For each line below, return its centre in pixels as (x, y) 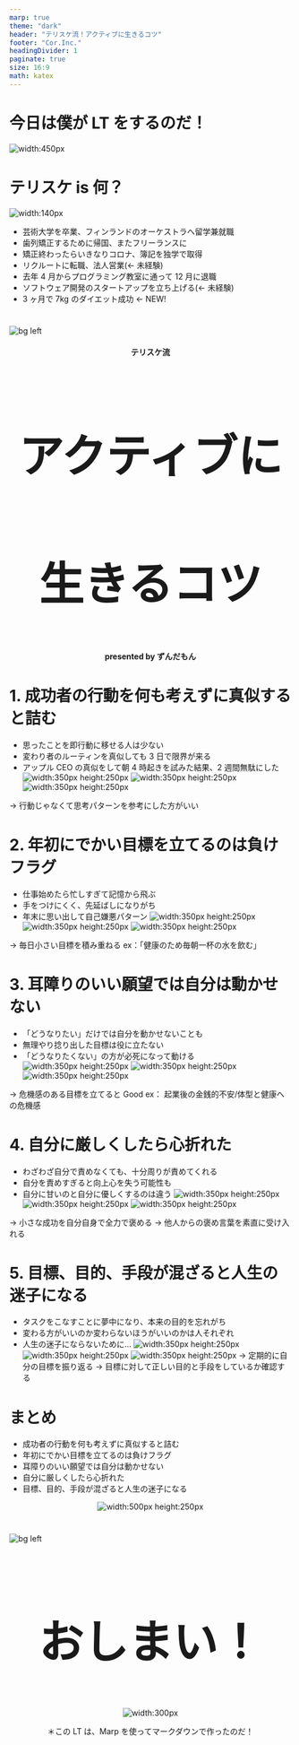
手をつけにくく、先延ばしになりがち (89, 905)
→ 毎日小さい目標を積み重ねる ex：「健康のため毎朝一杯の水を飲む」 (135, 945)
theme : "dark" (36, 26)
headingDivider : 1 (43, 51)
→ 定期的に (259, 1356)
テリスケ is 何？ (67, 187)
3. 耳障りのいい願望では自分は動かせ (144, 984)
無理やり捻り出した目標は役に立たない (93, 1045)
